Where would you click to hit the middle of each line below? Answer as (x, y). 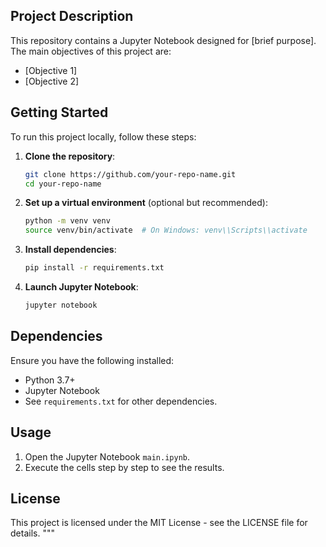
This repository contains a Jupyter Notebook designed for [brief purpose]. (163, 40)
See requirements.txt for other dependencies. (121, 401)
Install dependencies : (70, 250)
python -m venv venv (67, 221)
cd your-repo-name (63, 184)
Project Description (72, 16)
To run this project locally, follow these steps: (103, 136)
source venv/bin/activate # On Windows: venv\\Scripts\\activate (166, 230)
